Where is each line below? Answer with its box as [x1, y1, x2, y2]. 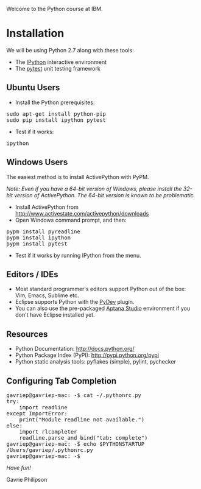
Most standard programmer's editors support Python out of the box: [15, 286, 186, 293]
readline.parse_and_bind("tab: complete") [19, 435, 148, 441]
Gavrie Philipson [6, 476, 48, 483]
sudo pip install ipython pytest [6, 116, 107, 124]
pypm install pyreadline [6, 228, 80, 235]
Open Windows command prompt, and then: [15, 216, 127, 223]
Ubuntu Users [6, 82, 60, 93]
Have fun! [6, 464, 32, 471]
